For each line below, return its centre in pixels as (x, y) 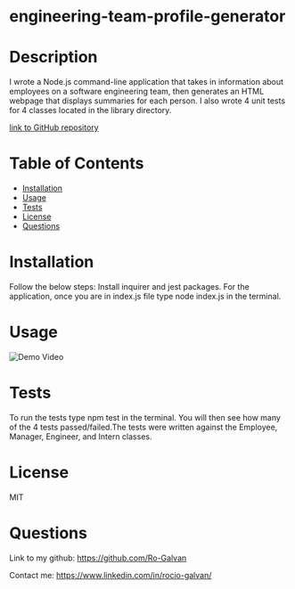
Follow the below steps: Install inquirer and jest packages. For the (129, 286)
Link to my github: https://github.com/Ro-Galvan (98, 558)
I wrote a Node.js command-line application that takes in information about (146, 82)
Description (53, 57)
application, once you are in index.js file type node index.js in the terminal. (145, 296)
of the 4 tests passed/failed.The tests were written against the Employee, (143, 427)
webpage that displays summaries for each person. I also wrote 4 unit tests (147, 101)
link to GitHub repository (54, 127)
